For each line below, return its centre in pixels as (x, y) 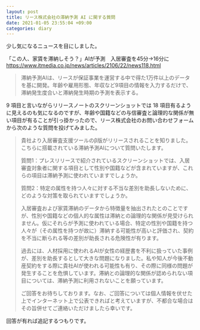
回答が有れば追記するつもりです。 (48, 321)
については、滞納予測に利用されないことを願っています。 (96, 280)
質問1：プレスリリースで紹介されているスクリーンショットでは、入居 (105, 161)
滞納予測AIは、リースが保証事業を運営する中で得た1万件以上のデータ (105, 78)
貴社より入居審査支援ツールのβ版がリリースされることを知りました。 (106, 140)
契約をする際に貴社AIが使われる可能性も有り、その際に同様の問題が (109, 266)
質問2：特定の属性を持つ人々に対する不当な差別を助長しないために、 (106, 188)
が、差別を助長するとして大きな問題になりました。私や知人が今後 (102, 258)
